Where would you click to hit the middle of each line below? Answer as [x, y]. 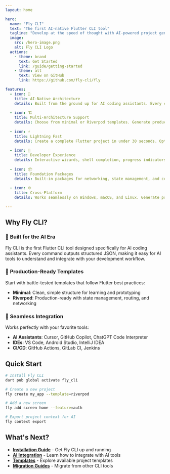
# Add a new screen [26, 403]
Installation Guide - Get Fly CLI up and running [62, 449]
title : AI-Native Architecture [47, 99]
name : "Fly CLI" [27, 24]
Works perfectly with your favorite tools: [47, 327]
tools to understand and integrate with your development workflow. [75, 258]
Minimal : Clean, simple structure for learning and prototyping [76, 292]
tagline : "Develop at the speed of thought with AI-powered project [83, 33]
